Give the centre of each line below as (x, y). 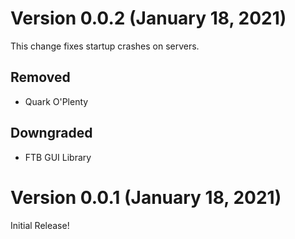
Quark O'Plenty (56, 101)
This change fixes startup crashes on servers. (105, 46)
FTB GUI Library (58, 157)
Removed (40, 77)
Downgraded (51, 133)
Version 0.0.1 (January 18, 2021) (146, 197)
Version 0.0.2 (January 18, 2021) (148, 18)
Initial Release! (40, 225)
